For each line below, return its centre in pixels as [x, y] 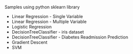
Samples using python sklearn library [42, 7]
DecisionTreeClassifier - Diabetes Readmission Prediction [70, 37]
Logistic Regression [32, 27]
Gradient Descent [29, 42]
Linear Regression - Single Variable [47, 16]
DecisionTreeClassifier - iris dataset [48, 32]
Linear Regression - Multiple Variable [49, 22]
